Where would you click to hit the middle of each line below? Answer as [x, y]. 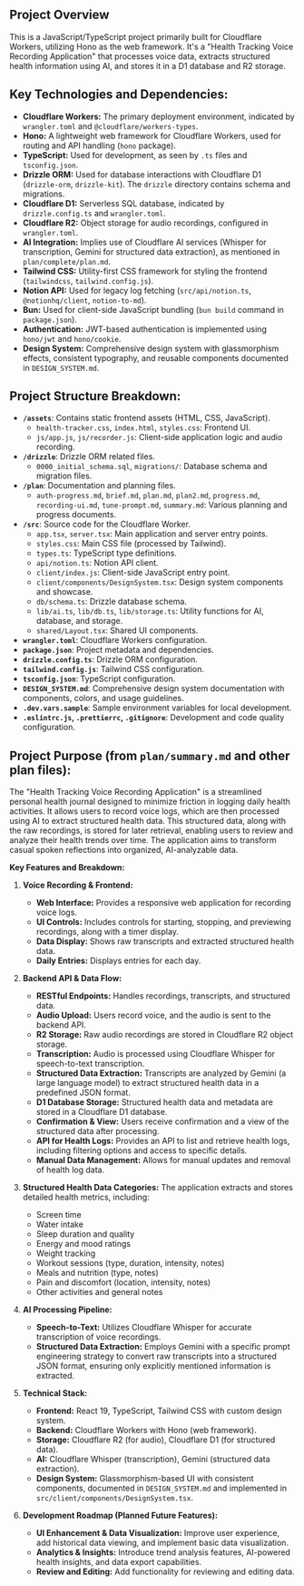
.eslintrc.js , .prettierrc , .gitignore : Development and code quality [153, 718]
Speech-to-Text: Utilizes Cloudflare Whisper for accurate [144, 1328]
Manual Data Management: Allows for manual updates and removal [163, 1160]
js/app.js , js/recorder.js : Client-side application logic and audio [159, 437]
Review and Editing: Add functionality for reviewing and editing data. [165, 1571]
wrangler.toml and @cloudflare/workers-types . [110, 125]
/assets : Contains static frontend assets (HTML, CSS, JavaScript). [146, 418]
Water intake [60, 1225]
